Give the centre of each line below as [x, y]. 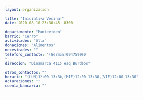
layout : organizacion [27, 10]
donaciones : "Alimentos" [30, 45]
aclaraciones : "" [23, 81]
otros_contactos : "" [26, 72]
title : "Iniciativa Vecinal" [35, 18]
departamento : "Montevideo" [34, 32]
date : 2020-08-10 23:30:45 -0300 [39, 23]
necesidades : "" [21, 50]
